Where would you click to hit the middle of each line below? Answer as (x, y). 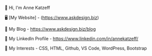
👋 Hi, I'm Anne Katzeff (27, 8)
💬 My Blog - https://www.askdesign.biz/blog (50, 29)
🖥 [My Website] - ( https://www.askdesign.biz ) (52, 18)
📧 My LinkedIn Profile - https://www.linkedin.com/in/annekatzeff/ (71, 39)
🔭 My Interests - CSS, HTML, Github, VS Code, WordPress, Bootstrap (76, 48)
